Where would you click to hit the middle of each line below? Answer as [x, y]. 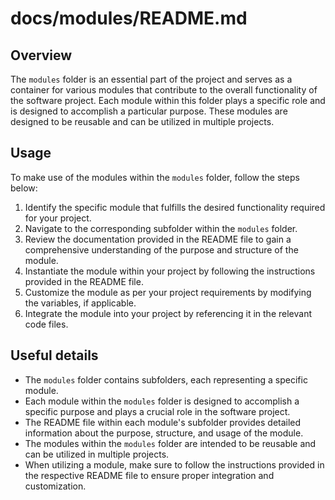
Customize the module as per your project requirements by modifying [168, 292]
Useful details [54, 355]
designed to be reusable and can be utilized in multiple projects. [142, 121]
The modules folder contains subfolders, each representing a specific [166, 379]
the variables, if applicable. [80, 303]
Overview [41, 55]
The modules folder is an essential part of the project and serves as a [151, 79]
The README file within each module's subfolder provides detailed [163, 422]
